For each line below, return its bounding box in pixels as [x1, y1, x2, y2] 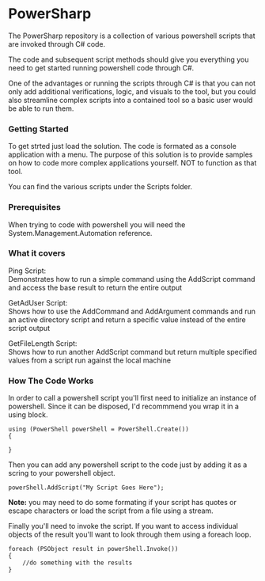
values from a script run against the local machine [8, 355, 172, 365]
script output [8, 323, 50, 332]
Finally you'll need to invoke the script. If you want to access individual [8, 522, 239, 531]
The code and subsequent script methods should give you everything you [8, 55, 249, 64]
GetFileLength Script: [8, 338, 78, 348]
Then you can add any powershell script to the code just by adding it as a [8, 460, 248, 469]
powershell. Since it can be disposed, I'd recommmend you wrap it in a [8, 401, 240, 412]
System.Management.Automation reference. [8, 228, 153, 237]
